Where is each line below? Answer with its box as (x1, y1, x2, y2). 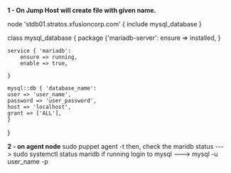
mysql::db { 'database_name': (7, 85, 97, 92)
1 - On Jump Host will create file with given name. (7, 6, 156, 14)
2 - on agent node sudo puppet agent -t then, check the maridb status (7, 142, 214, 150)
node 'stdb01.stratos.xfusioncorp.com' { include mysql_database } (7, 20, 203, 28)
